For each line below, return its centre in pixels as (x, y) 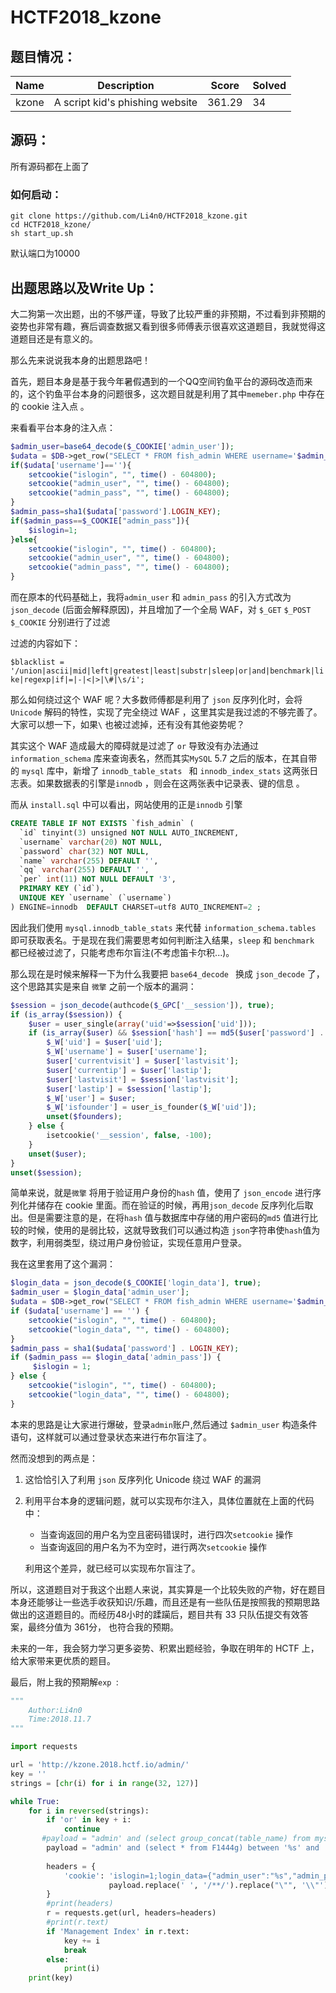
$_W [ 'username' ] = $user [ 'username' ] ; (127, 1052)
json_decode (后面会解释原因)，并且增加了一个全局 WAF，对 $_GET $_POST (161, 610)
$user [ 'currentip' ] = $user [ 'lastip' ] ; (129, 1070)
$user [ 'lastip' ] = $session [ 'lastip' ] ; (129, 1089)
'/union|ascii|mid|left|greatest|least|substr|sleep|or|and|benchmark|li (167, 671)
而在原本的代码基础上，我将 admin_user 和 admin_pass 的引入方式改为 (151, 597)
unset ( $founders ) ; (84, 1117)
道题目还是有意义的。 (54, 338)
